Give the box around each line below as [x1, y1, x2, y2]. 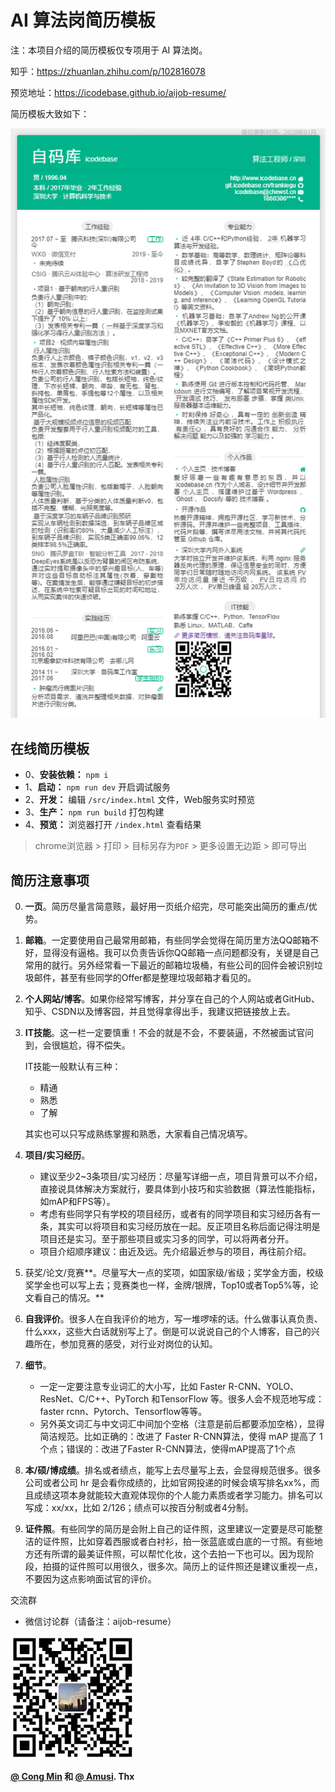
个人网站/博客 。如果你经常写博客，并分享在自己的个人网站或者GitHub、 [24, 993, 320, 1005]
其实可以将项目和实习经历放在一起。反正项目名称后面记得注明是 [57, 1221, 321, 1233]
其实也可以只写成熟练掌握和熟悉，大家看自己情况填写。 [24, 1128, 253, 1140]
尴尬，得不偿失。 [59, 1039, 131, 1051]
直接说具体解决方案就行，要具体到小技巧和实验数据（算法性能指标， [39, 1183, 321, 1195]
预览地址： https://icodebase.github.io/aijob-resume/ [10, 86, 227, 98]
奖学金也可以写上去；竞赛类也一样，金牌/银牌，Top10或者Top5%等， [24, 1279, 310, 1291]
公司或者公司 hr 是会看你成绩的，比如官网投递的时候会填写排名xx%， [24, 1477, 312, 1489]
